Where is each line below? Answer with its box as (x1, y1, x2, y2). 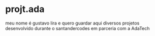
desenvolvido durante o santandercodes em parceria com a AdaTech (5, 25, 150, 31)
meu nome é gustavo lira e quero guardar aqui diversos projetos (5, 20, 140, 26)
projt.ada (5, 3, 45, 15)
